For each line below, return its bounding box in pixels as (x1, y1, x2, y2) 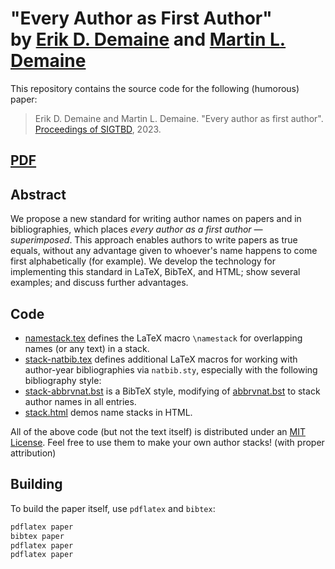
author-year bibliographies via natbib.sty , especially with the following (24, 363, 318, 376)
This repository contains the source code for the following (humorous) (10, 82, 300, 94)
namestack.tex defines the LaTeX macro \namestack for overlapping (24, 332, 303, 344)
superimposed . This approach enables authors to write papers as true (10, 234, 298, 246)
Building (10, 476, 63, 493)
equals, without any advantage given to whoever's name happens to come (10, 245, 318, 257)
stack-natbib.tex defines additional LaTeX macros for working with (24, 353, 298, 365)
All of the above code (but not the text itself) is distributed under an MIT (10, 425, 306, 437)
